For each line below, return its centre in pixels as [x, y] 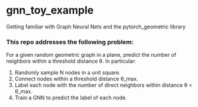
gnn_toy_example [50, 10]
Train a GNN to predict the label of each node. [71, 98]
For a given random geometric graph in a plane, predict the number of [91, 55]
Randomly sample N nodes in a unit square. [68, 73]
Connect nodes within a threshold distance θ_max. [76, 79]
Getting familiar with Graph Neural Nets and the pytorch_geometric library [96, 27]
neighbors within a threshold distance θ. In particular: [71, 61]
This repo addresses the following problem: [70, 42]
